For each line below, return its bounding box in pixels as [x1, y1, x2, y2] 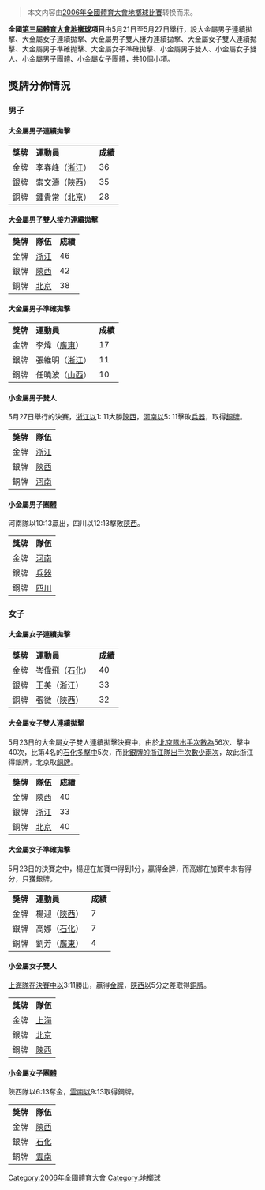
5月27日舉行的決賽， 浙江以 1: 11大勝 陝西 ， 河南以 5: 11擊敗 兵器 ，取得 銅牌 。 [8, 412, 247, 422]
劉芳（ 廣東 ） [35, 937, 84, 948]
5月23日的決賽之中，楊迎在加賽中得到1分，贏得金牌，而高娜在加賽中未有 [8, 864, 245, 873]
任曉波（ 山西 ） [35, 369, 92, 380]
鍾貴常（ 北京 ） [35, 191, 92, 202]
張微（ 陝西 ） [35, 695, 84, 706]
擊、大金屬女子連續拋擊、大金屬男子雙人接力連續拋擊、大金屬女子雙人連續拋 [8, 35, 257, 43]
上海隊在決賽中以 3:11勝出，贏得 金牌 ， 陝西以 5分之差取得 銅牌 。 [8, 981, 211, 990]
